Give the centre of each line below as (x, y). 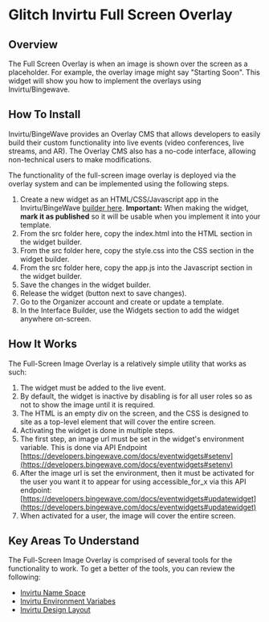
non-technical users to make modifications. (80, 159)
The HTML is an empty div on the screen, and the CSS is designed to (134, 413)
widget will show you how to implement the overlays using (105, 81)
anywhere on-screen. (55, 318)
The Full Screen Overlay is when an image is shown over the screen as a (128, 63)
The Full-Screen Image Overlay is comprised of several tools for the (120, 560)
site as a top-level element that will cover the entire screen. (118, 421)
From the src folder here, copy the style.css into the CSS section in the (137, 250)
